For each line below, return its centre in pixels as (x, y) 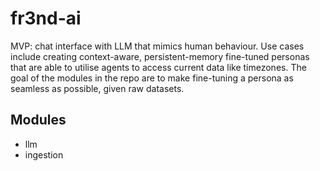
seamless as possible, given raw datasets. (97, 88)
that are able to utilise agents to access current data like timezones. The (158, 67)
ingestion (44, 154)
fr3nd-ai (46, 18)
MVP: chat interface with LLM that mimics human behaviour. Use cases (157, 46)
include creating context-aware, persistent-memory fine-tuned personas (160, 56)
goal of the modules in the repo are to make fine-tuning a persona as (152, 78)
